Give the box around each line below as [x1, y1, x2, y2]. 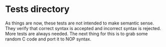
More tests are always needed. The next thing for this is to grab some [5, 30, 148, 36]
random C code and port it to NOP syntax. [5, 36, 91, 42]
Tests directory [5, 3, 70, 15]
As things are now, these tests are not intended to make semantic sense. [5, 20, 155, 26]
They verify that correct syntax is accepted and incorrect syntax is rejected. [5, 25, 161, 31]
